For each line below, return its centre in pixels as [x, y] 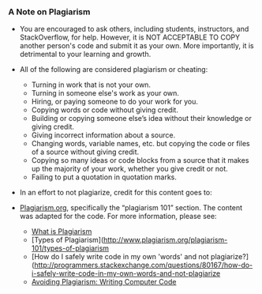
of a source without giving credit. [85, 152]
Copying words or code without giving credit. [105, 110]
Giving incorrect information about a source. [103, 135]
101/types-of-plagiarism [70, 248]
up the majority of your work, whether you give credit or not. [130, 169]
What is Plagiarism [62, 232]
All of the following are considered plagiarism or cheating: [114, 70]
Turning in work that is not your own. [91, 85]
